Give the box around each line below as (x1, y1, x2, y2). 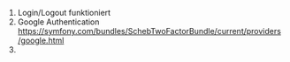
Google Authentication (17, 17, 100, 27)
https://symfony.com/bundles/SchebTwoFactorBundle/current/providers (17, 26, 281, 36)
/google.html (17, 35, 65, 45)
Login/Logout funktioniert (17, 8, 111, 17)
